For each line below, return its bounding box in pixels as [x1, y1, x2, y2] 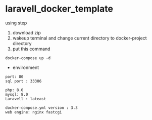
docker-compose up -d [5, 55, 51, 61]
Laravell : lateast [5, 96, 46, 101]
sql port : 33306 [5, 78, 42, 84]
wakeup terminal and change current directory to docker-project [12, 35, 147, 41]
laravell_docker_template [5, 3, 114, 15]
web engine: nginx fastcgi [5, 109, 62, 114]
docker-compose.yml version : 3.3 [5, 105, 78, 110]
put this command [12, 46, 50, 52]
